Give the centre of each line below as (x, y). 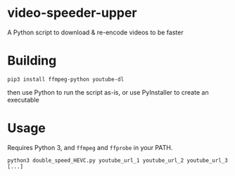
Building (32, 61)
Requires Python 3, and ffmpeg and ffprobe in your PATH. (90, 147)
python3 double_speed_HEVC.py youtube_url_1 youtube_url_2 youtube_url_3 (118, 160)
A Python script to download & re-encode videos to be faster (96, 32)
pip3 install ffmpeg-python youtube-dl (66, 79)
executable (24, 100)
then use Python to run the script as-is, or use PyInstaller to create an (108, 92)
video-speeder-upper (72, 13)
